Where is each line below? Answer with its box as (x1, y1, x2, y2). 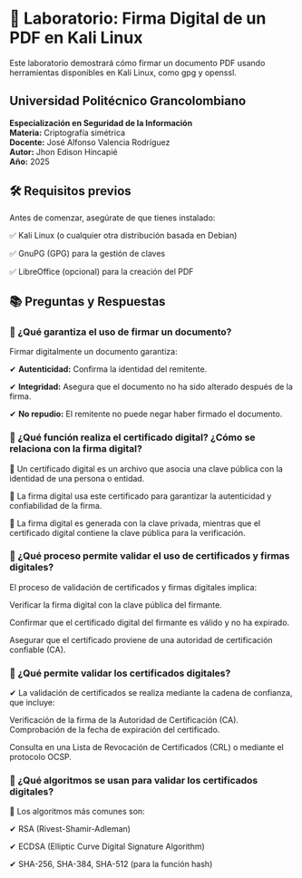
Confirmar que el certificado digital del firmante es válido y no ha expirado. (9, 617, 290, 628)
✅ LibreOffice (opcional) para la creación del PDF (9, 266, 194, 277)
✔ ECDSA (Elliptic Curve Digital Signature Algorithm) (9, 841, 206, 852)
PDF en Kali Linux (9, 27, 143, 48)
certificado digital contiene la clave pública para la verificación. (9, 527, 247, 538)
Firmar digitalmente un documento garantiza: (9, 346, 179, 357)
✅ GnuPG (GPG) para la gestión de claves (9, 248, 166, 259)
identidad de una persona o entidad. (9, 473, 145, 483)
